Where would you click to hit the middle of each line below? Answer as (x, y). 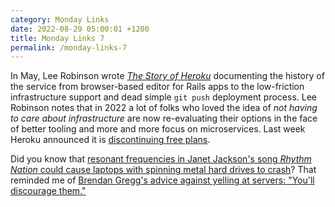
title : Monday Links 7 (57, 38)
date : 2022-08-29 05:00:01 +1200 (80, 29)
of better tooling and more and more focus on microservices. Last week (158, 129)
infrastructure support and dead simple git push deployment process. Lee (163, 97)
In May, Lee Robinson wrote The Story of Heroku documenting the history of (167, 76)
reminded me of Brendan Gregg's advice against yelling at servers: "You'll (162, 180)
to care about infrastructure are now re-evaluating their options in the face (164, 118)
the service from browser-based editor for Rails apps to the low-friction (157, 87)
